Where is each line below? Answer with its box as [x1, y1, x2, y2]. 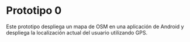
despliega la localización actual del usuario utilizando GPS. [6, 29, 148, 36]
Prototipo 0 [6, 4, 62, 17]
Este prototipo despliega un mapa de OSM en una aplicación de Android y [6, 23, 184, 30]
